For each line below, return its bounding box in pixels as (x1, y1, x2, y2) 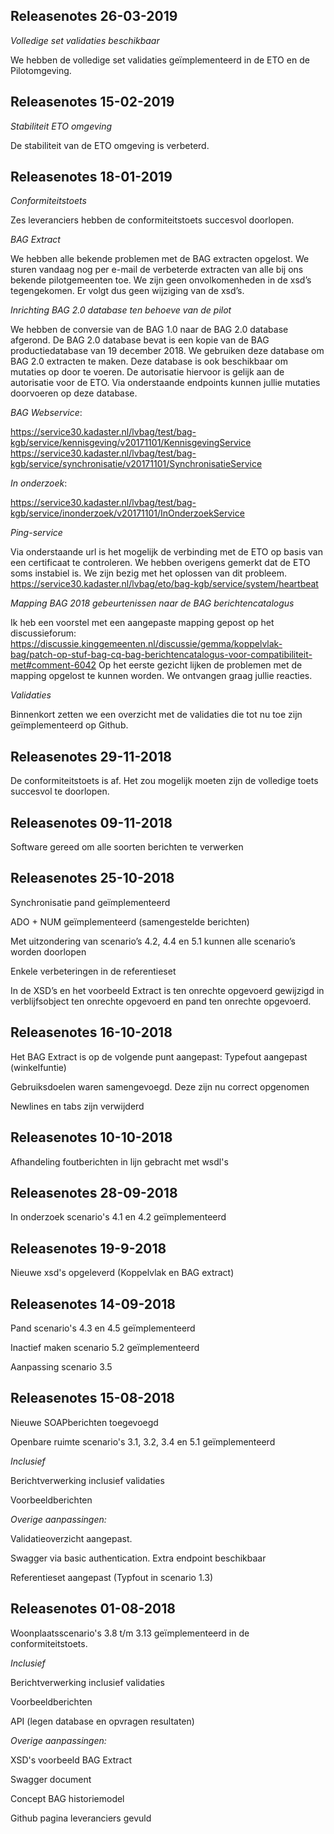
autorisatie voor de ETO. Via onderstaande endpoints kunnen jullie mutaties (10, 377, 321, 389)
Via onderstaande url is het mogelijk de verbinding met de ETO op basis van (10, 546, 323, 558)
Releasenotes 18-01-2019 (10, 169, 173, 186)
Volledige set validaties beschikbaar (10, 34, 160, 46)
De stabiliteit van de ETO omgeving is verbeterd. (10, 139, 210, 151)
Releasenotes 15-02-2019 (10, 94, 175, 111)
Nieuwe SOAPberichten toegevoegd (10, 1416, 159, 1428)
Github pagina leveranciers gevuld (10, 1812, 152, 1824)
